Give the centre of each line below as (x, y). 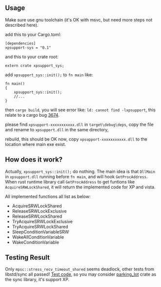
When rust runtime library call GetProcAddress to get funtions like (70, 182)
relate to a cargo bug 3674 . (32, 115)
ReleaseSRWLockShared (37, 216)
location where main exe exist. (36, 144)
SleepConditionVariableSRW (40, 232)
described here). (22, 25)
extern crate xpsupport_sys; (35, 65)
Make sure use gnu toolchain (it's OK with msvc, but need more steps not (79, 20)
